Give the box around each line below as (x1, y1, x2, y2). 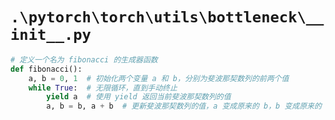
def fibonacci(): (10, 64, 83, 74)
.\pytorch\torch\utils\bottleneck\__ (10, 8, 325, 27)
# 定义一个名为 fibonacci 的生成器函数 (10, 54, 158, 65)
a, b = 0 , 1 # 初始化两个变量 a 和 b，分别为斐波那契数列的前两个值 (28, 73, 290, 83)
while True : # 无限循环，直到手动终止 (28, 83, 178, 93)
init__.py (10, 26, 92, 45)
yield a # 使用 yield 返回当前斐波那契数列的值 (46, 92, 232, 102)
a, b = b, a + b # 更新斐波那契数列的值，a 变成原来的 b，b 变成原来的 (46, 101, 322, 112)
